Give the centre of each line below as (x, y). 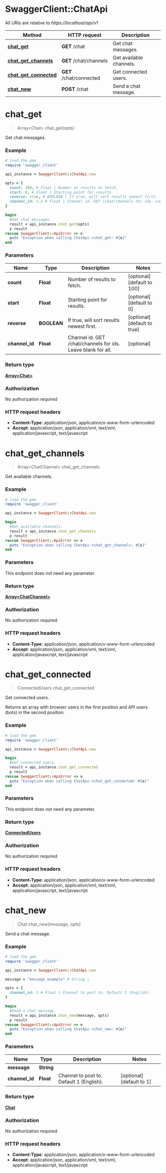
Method (32, 35)
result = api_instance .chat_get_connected (54, 767)
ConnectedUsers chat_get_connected (56, 688)
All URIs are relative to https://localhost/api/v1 (52, 23)
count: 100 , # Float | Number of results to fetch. (64, 188)
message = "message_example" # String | (47, 979)
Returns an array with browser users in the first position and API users (77, 707)
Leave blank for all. (90, 350)
